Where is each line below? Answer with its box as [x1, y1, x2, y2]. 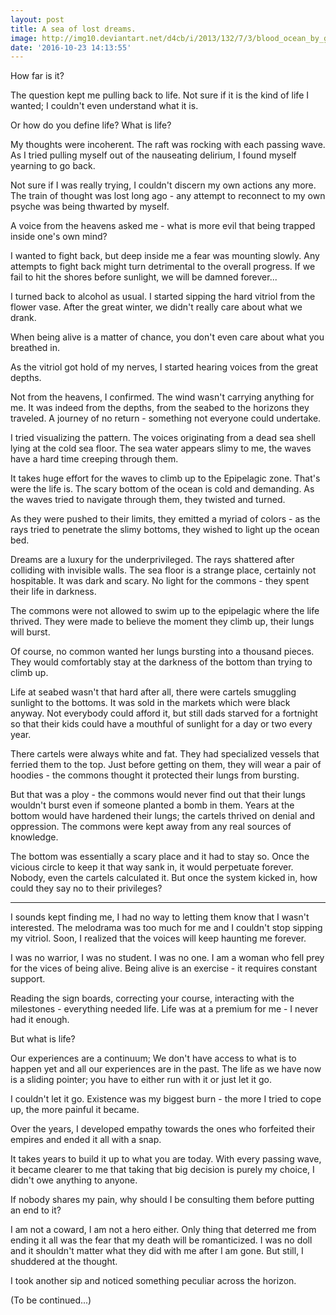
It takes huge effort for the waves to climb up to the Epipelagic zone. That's [10, 472, 321, 485]
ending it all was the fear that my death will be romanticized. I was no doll [10, 1234, 313, 1246]
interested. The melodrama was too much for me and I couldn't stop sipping [10, 922, 323, 934]
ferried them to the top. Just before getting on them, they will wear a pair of [10, 759, 322, 771]
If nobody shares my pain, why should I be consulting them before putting [10, 1194, 315, 1206]
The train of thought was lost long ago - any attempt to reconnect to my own [10, 190, 326, 202]
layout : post [10, 14, 65, 25]
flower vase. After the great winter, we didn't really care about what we [10, 301, 303, 313]
